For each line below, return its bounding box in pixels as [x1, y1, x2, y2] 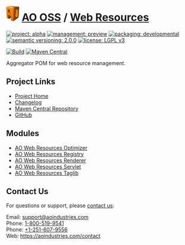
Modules [6, 128, 40, 138]
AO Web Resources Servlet [14, 163, 81, 170]
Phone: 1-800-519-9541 [6, 220, 64, 227]
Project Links [6, 77, 56, 87]
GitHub [14, 111, 33, 118]
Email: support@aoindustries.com [6, 214, 89, 221]
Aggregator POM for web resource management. [6, 59, 126, 66]
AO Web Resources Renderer [14, 157, 87, 164]
